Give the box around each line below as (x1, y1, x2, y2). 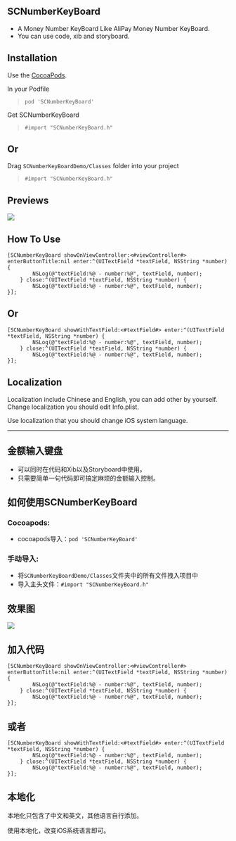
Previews (7, 194, 49, 206)
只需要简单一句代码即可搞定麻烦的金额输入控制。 (17, 474, 159, 482)
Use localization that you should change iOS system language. (7, 416, 188, 424)
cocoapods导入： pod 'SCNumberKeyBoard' (17, 535, 138, 543)
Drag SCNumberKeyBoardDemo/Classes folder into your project (7, 162, 179, 170)
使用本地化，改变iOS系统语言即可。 (7, 826, 110, 835)
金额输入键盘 (7, 445, 63, 457)
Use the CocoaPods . (7, 70, 67, 80)
